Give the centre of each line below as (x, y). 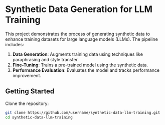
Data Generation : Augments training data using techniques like (77, 54)
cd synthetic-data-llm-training (39, 117)
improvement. (27, 75)
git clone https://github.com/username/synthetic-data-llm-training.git (83, 112)
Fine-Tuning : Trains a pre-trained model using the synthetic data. (80, 65)
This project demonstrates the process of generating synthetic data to (78, 34)
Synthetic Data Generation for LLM (79, 9)
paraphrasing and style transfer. (46, 59)
